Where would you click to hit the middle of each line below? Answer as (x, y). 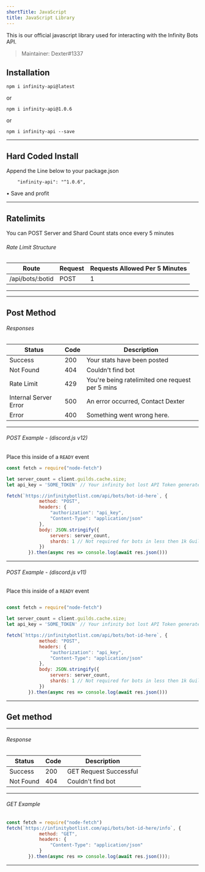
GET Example (23, 804)
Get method (29, 717)
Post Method (31, 313)
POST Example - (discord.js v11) (46, 572)
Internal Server (31, 397)
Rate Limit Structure (31, 247)
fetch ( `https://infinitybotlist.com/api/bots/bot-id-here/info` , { (94, 828)
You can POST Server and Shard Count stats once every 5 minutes (90, 233)
